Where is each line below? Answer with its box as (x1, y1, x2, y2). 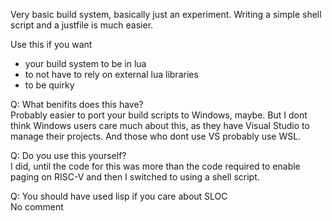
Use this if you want (10, 39, 93, 50)
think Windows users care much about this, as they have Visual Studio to (10, 120, 310, 131)
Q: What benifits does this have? (10, 99, 144, 110)
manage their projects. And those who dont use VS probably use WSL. (10, 130, 302, 142)
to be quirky (24, 79, 75, 91)
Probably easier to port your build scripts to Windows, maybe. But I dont (10, 109, 308, 121)
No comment (10, 201, 64, 213)
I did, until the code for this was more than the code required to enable (10, 160, 301, 172)
